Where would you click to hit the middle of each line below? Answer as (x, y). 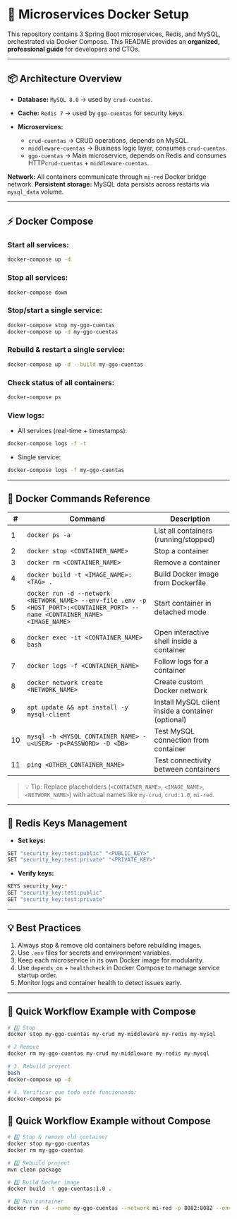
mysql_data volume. (36, 192)
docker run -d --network (69, 593)
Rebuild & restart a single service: (66, 350)
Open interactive (182, 632)
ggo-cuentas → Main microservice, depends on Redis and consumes (127, 155)
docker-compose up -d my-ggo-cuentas (63, 331)
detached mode (180, 612)
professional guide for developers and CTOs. (74, 49)
